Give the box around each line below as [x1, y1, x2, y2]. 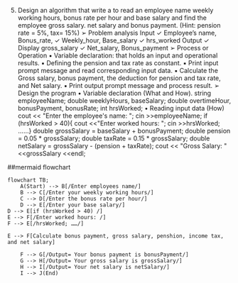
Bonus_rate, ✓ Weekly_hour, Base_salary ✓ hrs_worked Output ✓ [17, 36, 210, 45]
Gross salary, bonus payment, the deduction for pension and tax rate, [17, 74, 222, 82]
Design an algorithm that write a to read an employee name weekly [17, 6, 214, 14]
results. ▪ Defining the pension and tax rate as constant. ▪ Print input [17, 59, 219, 67]
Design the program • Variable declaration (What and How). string [17, 89, 212, 97]
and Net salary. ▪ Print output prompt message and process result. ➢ [17, 82, 220, 89]
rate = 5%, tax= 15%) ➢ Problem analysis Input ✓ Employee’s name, [17, 28, 217, 37]
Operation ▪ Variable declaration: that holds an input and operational [17, 51, 218, 60]
